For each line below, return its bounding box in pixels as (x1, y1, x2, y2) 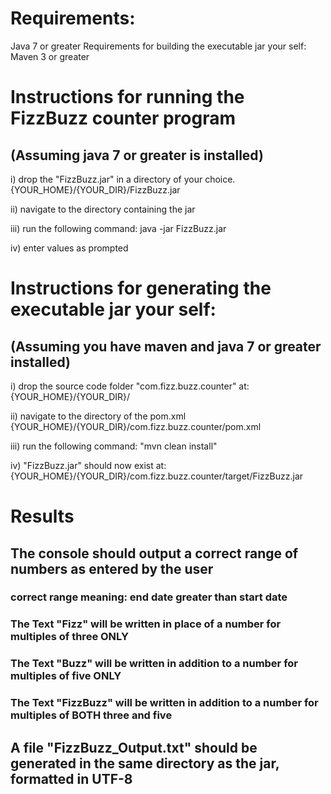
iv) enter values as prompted (10, 242, 129, 254)
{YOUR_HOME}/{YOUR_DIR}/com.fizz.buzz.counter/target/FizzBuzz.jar (10, 470, 304, 482)
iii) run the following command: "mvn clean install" (10, 440, 218, 452)
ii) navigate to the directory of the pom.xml (10, 410, 187, 422)
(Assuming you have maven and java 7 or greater (10, 338, 322, 355)
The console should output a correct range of (10, 545, 299, 562)
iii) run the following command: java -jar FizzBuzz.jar (10, 222, 227, 234)
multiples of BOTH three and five (10, 708, 173, 722)
